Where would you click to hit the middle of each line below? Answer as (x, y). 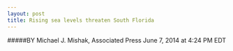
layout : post (26, 14)
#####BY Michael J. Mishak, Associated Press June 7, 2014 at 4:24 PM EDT (117, 40)
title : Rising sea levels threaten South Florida (81, 20)
